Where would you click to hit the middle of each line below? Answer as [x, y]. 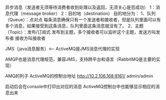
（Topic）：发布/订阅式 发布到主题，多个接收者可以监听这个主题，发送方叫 [81, 32]
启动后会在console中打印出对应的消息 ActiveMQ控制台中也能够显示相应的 [80, 86]
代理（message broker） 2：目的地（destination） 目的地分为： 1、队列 [83, 13]
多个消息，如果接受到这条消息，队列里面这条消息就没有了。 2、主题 [74, 26]
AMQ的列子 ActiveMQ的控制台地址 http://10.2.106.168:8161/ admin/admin [79, 76]
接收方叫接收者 [30, 38]
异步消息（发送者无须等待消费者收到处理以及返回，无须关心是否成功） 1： [81, 7]
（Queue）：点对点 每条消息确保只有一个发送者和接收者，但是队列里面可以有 [83, 20]
